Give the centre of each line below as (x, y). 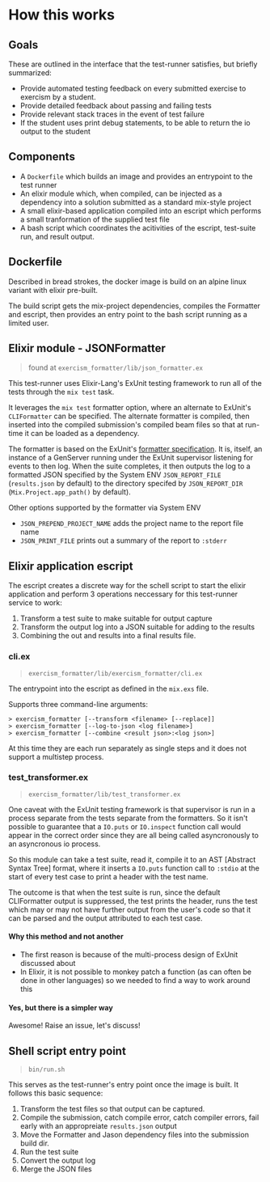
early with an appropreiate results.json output (98, 1126)
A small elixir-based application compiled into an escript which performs (141, 210)
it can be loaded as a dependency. (82, 434)
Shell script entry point (67, 1051)
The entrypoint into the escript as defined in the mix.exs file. (108, 688)
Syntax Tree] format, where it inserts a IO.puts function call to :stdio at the (134, 868)
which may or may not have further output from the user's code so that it (130, 909)
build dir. (35, 1143)
